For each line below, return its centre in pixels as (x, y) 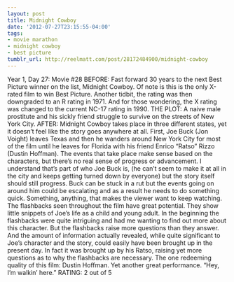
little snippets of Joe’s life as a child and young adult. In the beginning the (113, 213)
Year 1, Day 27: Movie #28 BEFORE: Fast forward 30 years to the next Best (115, 79)
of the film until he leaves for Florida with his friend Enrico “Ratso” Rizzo (111, 146)
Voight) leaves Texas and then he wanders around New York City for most (114, 139)
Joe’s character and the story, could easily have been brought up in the (110, 243)
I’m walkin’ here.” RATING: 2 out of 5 (60, 272)
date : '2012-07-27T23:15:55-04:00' (59, 27)
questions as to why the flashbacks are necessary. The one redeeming (110, 258)
